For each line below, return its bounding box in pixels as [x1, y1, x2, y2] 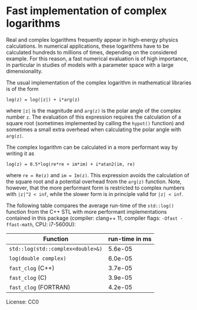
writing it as [6, 149, 35, 157]
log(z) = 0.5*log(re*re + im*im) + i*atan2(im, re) [6, 161, 135, 167]
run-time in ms [108, 234, 152, 243]
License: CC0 [6, 298, 39, 305]
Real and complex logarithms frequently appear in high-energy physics [6, 36, 178, 43]
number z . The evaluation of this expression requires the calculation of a [6, 113, 181, 120]
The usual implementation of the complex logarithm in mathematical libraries [6, 79, 192, 86]
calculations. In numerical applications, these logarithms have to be [6, 43, 169, 50]
